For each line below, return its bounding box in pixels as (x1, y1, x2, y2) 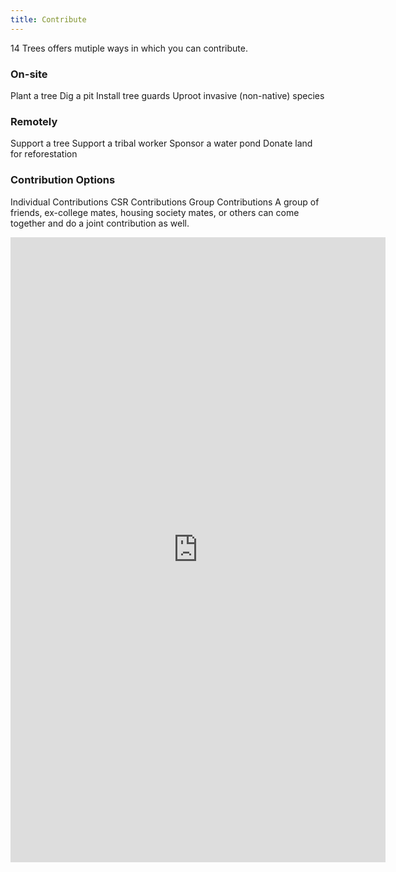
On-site (10, 67, 48, 81)
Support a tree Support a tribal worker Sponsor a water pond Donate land (10, 137, 313, 150)
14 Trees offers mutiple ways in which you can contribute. (10, 42, 248, 54)
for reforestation (10, 148, 78, 160)
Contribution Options (10, 173, 116, 187)
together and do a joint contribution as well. (10, 217, 190, 229)
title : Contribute (10, 14, 87, 25)
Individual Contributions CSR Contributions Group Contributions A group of (10, 196, 320, 208)
